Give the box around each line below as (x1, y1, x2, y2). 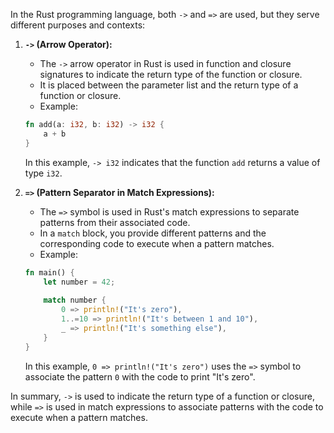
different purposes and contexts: (10, 19, 146, 31)
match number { (43, 295, 107, 306)
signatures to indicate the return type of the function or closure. (39, 69, 303, 80)
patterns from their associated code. (39, 216, 191, 228)
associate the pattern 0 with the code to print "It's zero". (24, 370, 256, 383)
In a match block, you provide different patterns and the (39, 227, 267, 239)
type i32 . (24, 167, 63, 179)
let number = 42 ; (43, 277, 116, 287)
